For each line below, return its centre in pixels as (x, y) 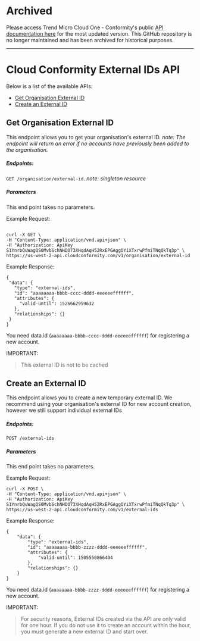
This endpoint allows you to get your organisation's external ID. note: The (96, 137)
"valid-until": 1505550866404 (75, 558)
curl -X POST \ (25, 489)
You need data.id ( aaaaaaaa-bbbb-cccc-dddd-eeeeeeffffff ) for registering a (98, 335)
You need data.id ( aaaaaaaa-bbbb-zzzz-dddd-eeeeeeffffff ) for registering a (98, 590)
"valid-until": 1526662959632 (57, 304)
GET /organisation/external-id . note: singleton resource (76, 178)
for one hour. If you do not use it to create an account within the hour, (106, 626)
